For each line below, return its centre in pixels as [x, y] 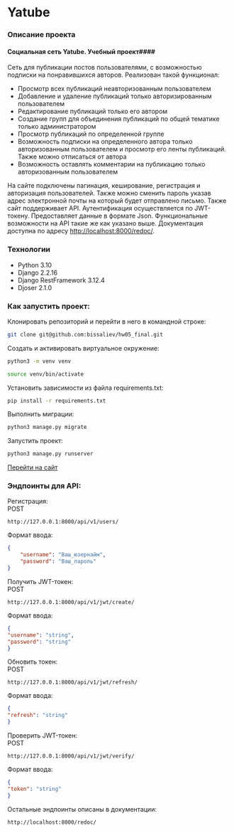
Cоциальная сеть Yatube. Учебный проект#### [82, 51]
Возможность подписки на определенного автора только [105, 142]
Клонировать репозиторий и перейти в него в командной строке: [107, 322]
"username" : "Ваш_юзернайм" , [63, 555]
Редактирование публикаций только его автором [93, 112]
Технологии [29, 250]
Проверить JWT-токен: [43, 736]
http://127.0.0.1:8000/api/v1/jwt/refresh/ [73, 683]
